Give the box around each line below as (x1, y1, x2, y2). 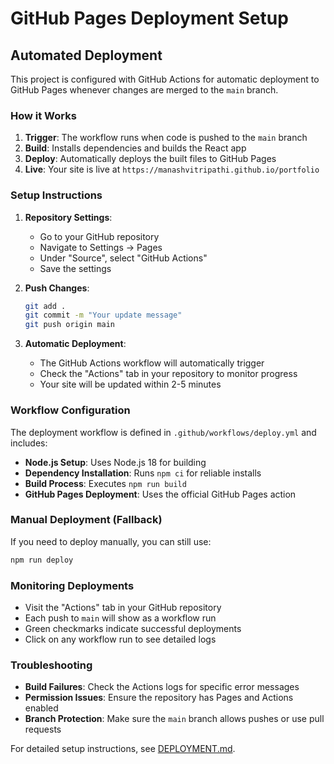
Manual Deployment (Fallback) (10, 513, 163, 527)
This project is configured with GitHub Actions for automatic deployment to (10, 73, 320, 85)
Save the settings (39, 262, 112, 274)
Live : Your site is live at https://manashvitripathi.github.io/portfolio (24, 163, 320, 176)
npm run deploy (10, 555, 74, 565)
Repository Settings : (24, 211, 113, 223)
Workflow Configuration (10, 403, 131, 417)
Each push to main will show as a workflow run (24, 612, 217, 624)
